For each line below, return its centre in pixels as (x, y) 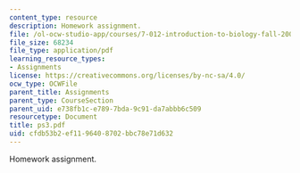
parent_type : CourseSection (62, 100)
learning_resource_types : (57, 59)
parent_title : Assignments (59, 92)
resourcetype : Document (54, 117)
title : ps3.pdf (37, 126)
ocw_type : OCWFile (43, 84)
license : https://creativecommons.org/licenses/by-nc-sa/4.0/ (127, 76)
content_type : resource (54, 17)
